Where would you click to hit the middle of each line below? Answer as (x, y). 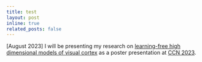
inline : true (23, 23)
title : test (21, 12)
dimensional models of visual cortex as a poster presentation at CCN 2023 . (101, 53)
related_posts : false (34, 29)
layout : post (23, 18)
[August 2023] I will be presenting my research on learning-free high (94, 46)
